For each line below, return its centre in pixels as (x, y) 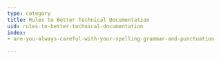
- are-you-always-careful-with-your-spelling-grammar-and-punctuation (111, 39)
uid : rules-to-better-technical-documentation (75, 26)
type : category (29, 13)
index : (17, 33)
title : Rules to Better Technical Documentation (78, 20)
